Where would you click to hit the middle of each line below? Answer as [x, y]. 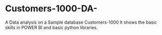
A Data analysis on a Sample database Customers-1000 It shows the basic [81, 22]
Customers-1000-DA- [51, 9]
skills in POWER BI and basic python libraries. [52, 27]
